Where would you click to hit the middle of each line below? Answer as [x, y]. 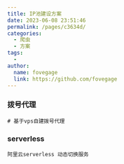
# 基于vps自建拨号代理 [36, 121]
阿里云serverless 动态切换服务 [48, 154]
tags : [15, 53]
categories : [25, 33]
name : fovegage [36, 72]
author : [19, 66]
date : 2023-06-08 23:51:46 [47, 20]
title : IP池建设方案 [34, 14]
